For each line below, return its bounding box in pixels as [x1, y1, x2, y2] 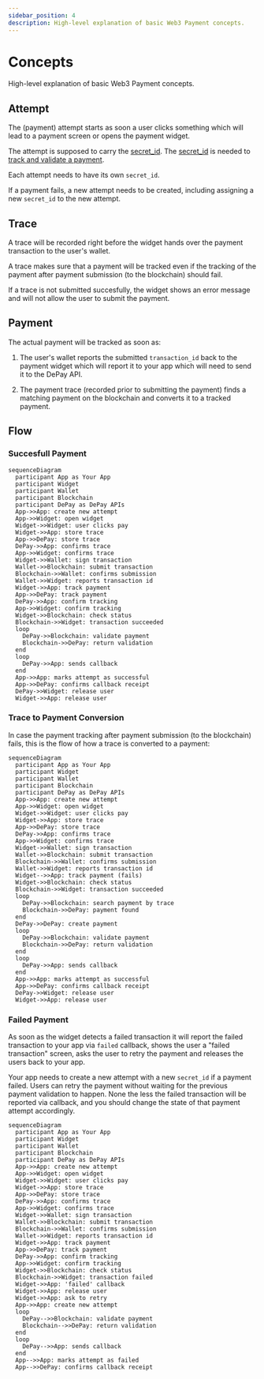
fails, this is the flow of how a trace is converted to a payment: [8, 738, 210, 748]
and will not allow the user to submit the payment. [8, 294, 170, 303]
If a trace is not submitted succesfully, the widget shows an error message [8, 285, 251, 295]
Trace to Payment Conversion [8, 712, 125, 723]
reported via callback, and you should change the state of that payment [8, 1098, 240, 1107]
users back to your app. [8, 1058, 85, 1067]
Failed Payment [8, 1014, 69, 1025]
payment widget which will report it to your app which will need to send [19, 361, 252, 370]
